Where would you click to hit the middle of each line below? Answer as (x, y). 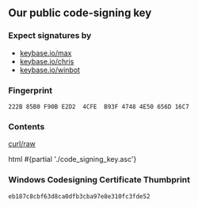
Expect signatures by (50, 36)
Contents (27, 126)
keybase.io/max (46, 53)
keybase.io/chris (47, 61)
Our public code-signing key (80, 13)
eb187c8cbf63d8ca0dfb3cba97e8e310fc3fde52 (79, 196)
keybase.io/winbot (50, 70)
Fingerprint (30, 90)
